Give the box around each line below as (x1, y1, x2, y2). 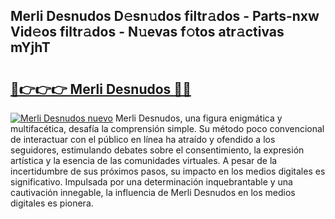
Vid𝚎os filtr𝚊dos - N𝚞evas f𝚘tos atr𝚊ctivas (10, 24, 285, 41)
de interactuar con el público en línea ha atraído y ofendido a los (10, 134, 276, 145)
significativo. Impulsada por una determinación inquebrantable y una (10, 176, 293, 188)
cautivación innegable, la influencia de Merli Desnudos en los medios (10, 187, 296, 198)
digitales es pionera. (10, 197, 94, 209)
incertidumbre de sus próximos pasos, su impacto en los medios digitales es (10, 165, 326, 177)
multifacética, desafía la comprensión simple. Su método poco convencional (10, 123, 325, 134)
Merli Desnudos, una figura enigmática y (114, 112, 283, 124)
